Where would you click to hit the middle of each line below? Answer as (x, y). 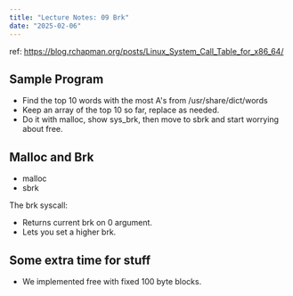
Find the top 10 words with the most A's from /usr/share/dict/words (145, 101)
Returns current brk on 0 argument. (87, 223)
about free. (42, 129)
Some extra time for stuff (80, 260)
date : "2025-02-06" (45, 26)
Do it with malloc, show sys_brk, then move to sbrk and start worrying (150, 119)
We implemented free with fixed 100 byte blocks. (112, 281)
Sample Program (57, 79)
